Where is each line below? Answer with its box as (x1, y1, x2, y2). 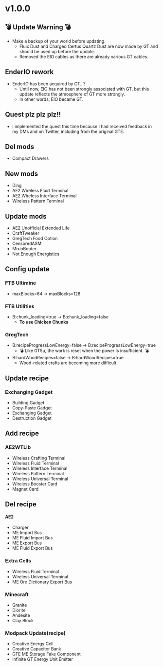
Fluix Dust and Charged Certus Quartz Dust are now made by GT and (19, 43, 158, 49)
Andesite (12, 612, 30, 618)
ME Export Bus (12, 540, 42, 546)
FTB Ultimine (5, 279, 36, 286)
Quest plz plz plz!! (5, 111, 61, 119)
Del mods (5, 143, 35, 151)
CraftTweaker (12, 230, 40, 236)
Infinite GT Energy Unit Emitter (12, 656, 73, 662)
